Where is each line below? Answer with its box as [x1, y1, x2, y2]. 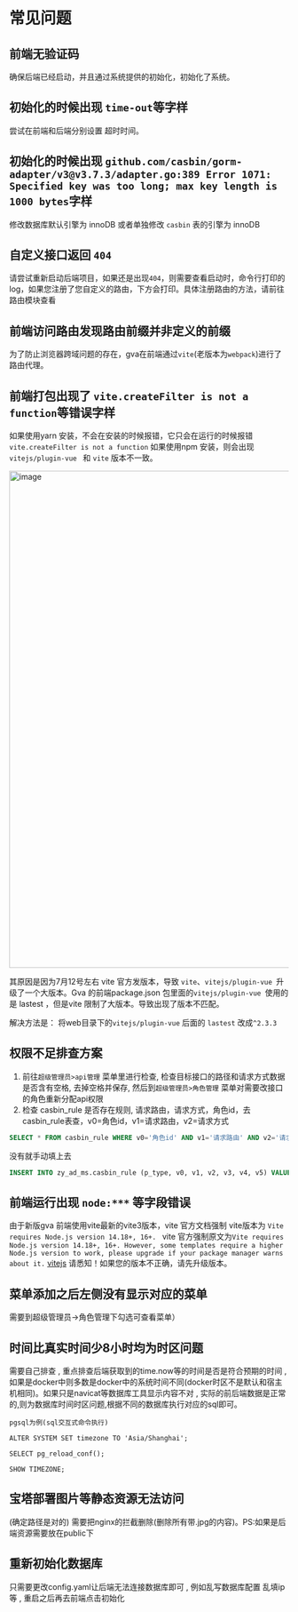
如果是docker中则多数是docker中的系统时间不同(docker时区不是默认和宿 [9, 1377, 275, 1387]
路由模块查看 [9, 295, 56, 306]
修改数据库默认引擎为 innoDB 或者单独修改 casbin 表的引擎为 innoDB [9, 219, 260, 229]
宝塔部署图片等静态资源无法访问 [9, 1491, 184, 1506]
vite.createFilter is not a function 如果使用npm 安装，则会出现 [9, 442, 255, 452]
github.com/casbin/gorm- [105, 156, 243, 169]
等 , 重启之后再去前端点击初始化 [9, 1592, 125, 1603]
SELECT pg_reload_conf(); [9, 1449, 105, 1458]
